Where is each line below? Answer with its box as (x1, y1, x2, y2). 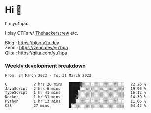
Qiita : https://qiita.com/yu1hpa (5, 50, 67, 56)
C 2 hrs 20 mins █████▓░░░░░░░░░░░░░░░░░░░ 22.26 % (5, 82, 147, 87)
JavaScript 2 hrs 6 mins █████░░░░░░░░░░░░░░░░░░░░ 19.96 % (5, 86, 147, 91)
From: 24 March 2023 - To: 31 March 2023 (5, 73, 91, 78)
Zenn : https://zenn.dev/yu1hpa (5, 45, 68, 50)
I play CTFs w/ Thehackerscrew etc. (5, 30, 79, 36)
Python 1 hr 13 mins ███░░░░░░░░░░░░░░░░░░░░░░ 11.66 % (5, 99, 147, 104)
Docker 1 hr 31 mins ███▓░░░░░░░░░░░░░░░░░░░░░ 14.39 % (5, 95, 147, 100)
